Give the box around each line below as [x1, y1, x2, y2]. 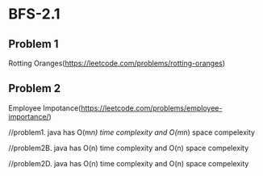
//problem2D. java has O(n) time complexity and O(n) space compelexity [8, 158, 249, 168]
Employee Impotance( [8, 103, 81, 113]
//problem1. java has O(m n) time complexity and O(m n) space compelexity [8, 127, 256, 137]
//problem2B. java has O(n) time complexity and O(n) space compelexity [8, 143, 249, 153]
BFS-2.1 [8, 5, 61, 23]
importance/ [8, 111, 50, 121]
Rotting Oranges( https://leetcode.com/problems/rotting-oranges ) [8, 58, 226, 68]
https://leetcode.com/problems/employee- [80, 103, 223, 113]
